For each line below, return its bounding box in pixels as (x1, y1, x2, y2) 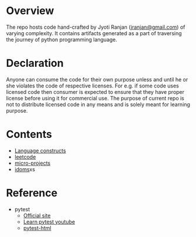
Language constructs (14, 147, 66, 154)
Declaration (6, 57, 64, 70)
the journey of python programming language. (6, 36, 118, 43)
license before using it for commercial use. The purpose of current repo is (6, 94, 184, 101)
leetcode (14, 153, 36, 160)
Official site (23, 212, 51, 219)
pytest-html (23, 224, 51, 231)
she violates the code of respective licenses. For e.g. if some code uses (6, 82, 180, 89)
